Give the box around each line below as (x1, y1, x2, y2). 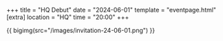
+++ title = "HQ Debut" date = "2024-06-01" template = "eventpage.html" (6, 6, 217, 14)
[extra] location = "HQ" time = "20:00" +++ (6, 13, 129, 21)
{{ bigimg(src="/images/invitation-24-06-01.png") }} (6, 27, 156, 34)
